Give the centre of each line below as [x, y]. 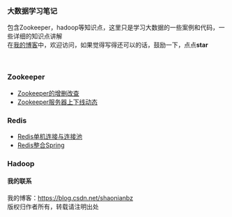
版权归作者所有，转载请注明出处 [53, 207]
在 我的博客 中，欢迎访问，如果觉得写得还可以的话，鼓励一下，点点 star [108, 45]
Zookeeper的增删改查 [48, 93]
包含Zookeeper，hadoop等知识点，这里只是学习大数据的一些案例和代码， [113, 28]
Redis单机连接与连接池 [50, 136]
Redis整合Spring [41, 145]
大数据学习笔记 [32, 10]
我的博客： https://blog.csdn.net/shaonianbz [70, 198]
